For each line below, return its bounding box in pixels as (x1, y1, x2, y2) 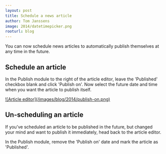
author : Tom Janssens (5, 18, 50, 23)
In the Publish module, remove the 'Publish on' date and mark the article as (5, 139, 159, 145)
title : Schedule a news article (5, 13, 72, 18)
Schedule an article (5, 63, 66, 72)
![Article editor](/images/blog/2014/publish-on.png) (5, 96, 111, 102)
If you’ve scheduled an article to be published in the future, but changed (5, 124, 153, 130)
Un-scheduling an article (5, 111, 84, 119)
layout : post (5, 8, 32, 13)
